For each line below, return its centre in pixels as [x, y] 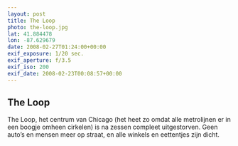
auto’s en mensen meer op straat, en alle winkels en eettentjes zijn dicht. [114, 135]
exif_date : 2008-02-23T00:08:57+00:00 [65, 73]
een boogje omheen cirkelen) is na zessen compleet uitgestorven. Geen [113, 127]
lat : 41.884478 [30, 34]
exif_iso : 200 [28, 67]
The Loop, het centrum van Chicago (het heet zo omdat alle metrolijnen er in [119, 120]
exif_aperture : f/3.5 [39, 61]
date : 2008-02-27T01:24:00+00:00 [57, 47]
